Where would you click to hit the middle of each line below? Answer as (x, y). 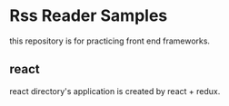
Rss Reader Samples (89, 16)
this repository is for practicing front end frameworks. (110, 41)
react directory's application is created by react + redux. (115, 91)
